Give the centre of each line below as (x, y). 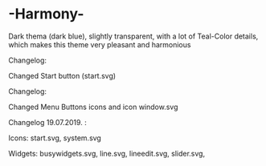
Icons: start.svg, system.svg (55, 138)
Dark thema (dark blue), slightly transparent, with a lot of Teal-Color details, (133, 36)
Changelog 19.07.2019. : (47, 122)
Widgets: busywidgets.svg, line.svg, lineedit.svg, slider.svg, (107, 153)
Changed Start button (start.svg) (62, 75)
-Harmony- (46, 14)
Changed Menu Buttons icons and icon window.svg (93, 107)
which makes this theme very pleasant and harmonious (100, 44)
